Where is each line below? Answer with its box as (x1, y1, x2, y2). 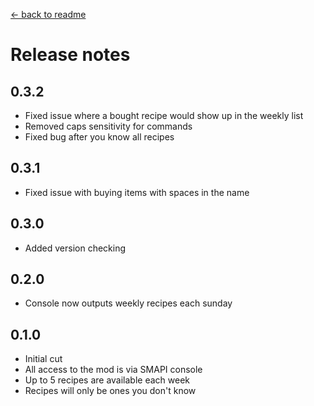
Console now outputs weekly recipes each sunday (24, 297, 233, 309)
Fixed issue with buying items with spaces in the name (24, 186, 250, 198)
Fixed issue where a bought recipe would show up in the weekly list (24, 110, 304, 121)
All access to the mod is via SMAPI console (24, 364, 203, 376)
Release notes (10, 44, 131, 66)
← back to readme (10, 9, 87, 20)
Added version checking (24, 242, 127, 254)
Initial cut (24, 353, 63, 365)
